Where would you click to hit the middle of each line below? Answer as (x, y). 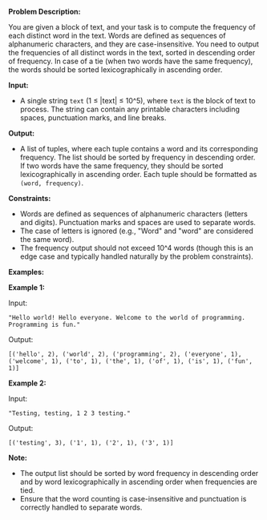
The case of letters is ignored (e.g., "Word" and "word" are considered (137, 231)
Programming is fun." (44, 324)
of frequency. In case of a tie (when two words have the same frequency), (131, 61)
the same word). (47, 239)
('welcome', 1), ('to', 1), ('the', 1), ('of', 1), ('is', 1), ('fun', (130, 361)
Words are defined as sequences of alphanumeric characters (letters (134, 214)
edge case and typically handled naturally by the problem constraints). (137, 256)
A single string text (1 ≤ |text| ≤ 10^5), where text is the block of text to (138, 101)
